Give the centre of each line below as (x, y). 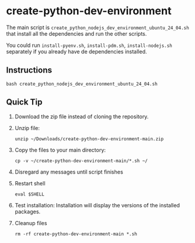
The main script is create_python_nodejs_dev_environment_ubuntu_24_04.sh (98, 27)
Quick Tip (24, 102)
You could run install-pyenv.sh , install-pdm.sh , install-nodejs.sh (89, 45)
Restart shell (30, 183)
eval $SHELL (29, 194)
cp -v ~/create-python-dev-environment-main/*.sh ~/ (81, 161)
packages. (28, 212)
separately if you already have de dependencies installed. (76, 51)
